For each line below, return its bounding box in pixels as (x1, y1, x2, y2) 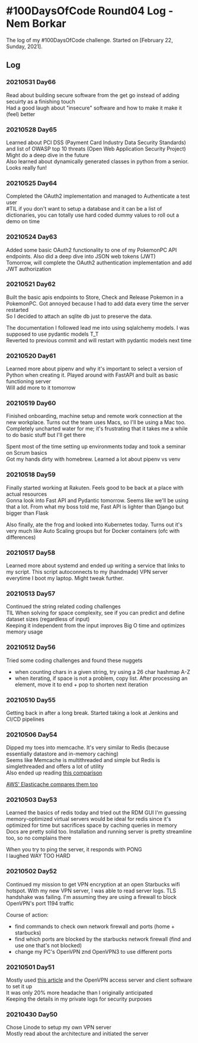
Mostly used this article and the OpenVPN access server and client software (6, 976, 193, 983)
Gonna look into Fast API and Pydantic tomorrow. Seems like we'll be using (6, 496, 189, 504)
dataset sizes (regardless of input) (6, 616, 90, 623)
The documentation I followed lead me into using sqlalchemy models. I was (6, 324, 190, 331)
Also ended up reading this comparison (6, 769, 103, 776)
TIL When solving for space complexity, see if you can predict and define (6, 609, 185, 617)
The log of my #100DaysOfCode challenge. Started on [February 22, (6, 36, 173, 43)
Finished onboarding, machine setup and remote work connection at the (6, 413, 183, 420)
